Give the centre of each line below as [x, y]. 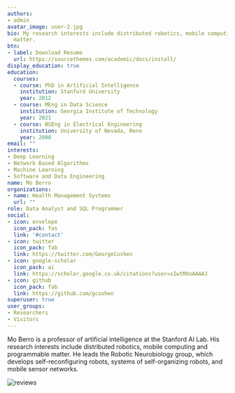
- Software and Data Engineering [56, 176]
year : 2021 [36, 117]
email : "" [22, 144]
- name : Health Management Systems [59, 196]
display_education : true [43, 66]
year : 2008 [36, 137]
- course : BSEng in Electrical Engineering [78, 124]
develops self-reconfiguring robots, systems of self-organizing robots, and [115, 362]
